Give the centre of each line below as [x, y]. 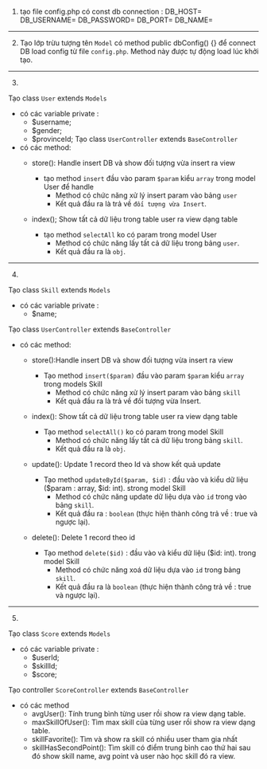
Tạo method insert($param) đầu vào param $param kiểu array [144, 375]
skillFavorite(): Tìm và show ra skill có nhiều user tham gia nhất [135, 739]
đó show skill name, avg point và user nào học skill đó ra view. [133, 756]
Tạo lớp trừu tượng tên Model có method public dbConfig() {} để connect [137, 43]
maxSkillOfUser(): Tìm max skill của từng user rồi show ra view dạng [143, 722]
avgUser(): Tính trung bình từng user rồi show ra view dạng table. [139, 714]
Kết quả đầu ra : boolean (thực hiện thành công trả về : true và [157, 514]
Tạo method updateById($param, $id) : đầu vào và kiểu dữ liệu [146, 480]
